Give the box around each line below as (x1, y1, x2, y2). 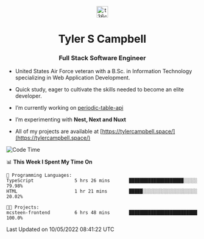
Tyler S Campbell (58, 32, 147, 46)
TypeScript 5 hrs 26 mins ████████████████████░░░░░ (6, 177, 198, 184)
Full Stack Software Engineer (58, 54, 146, 62)
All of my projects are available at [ (15, 128, 102, 135)
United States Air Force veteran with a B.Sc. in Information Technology (15, 68, 192, 75)
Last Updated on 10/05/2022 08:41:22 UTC (6, 226, 114, 233)
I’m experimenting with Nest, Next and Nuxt (15, 116, 127, 123)
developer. (15, 92, 42, 100)
